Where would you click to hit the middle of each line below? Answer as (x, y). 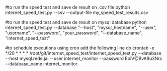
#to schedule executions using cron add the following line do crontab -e (80, 48)
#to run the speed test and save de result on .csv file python (68, 7)
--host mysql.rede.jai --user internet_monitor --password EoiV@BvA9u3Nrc (84, 58)
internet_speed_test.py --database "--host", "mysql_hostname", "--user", (81, 27)
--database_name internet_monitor (41, 64)
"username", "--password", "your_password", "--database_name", (74, 33)
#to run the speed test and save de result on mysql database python (76, 22)
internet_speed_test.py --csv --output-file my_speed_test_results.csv (77, 12)
